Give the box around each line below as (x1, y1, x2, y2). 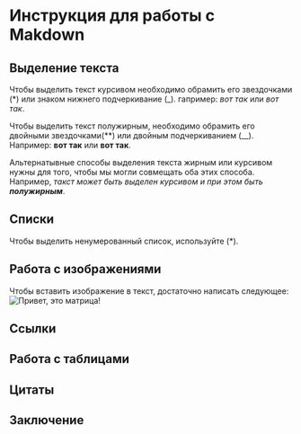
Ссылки (9, 321, 57, 337)
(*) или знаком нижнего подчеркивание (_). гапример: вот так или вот (9, 93, 279, 104)
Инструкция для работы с (9, 5, 216, 26)
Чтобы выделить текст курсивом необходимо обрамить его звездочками (9, 84, 293, 94)
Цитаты (9, 382, 55, 397)
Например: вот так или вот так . (9, 140, 132, 150)
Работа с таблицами (9, 351, 130, 367)
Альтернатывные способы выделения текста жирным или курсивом (9, 157, 273, 167)
